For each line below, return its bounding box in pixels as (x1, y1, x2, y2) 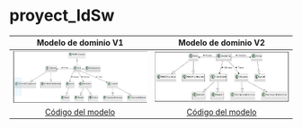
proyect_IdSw (9, 5, 115, 26)
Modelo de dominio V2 (178, 38, 265, 48)
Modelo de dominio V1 (36, 38, 124, 48)
